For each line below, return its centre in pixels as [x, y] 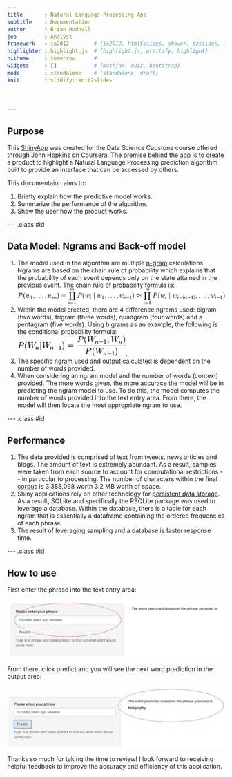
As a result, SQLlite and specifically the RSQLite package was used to [116, 501]
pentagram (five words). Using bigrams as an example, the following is [117, 324]
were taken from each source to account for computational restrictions [118, 472]
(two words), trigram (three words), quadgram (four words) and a [110, 317]
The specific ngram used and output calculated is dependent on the [114, 361]
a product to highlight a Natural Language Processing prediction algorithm [113, 162]
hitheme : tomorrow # [52, 59]
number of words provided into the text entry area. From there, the [112, 398]
